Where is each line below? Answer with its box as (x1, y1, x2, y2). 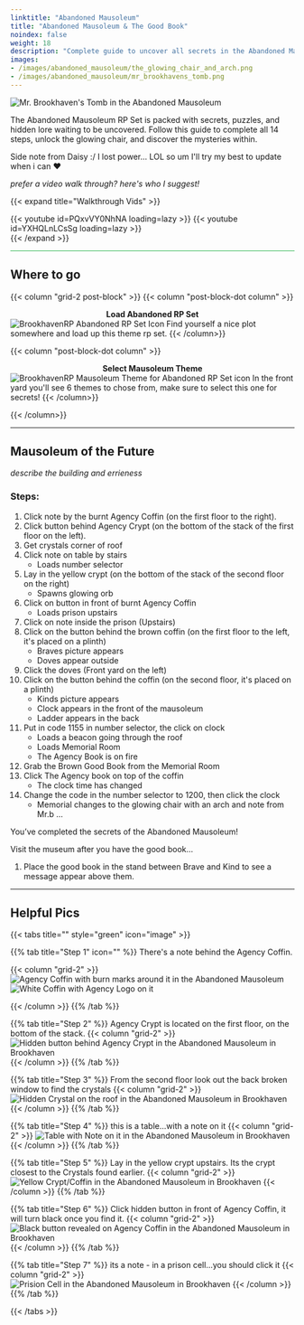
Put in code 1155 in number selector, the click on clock (23, 722, 226, 733)
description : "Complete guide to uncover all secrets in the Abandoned (10, 47, 285, 56)
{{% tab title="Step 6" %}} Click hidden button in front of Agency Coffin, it (10, 1204, 287, 1215)
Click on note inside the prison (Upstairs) (23, 616, 176, 627)
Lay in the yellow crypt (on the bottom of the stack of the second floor (23, 569, 285, 579)
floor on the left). (23, 530, 87, 540)
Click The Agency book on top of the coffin (23, 770, 184, 781)
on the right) (23, 578, 70, 588)
